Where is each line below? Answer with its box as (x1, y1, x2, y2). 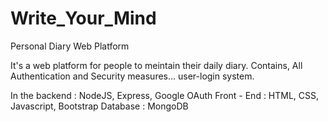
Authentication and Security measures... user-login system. (10, 70, 255, 82)
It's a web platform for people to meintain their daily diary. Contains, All (10, 59, 303, 71)
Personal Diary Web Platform (10, 40, 130, 52)
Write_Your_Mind (10, 7, 157, 30)
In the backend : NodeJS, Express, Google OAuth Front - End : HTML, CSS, (10, 89, 320, 101)
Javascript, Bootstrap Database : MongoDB (10, 100, 189, 112)
